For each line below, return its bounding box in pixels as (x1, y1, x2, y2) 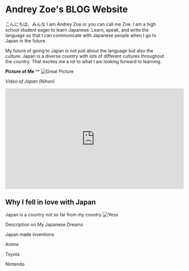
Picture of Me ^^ (5, 68, 40, 75)
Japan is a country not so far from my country (5, 211, 102, 217)
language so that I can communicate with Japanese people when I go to (5, 32, 156, 38)
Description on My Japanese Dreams (5, 221, 84, 228)
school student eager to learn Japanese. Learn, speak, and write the (5, 27, 149, 33)
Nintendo (5, 261, 25, 267)
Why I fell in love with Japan (5, 198, 96, 207)
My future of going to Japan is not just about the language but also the (5, 47, 154, 54)
